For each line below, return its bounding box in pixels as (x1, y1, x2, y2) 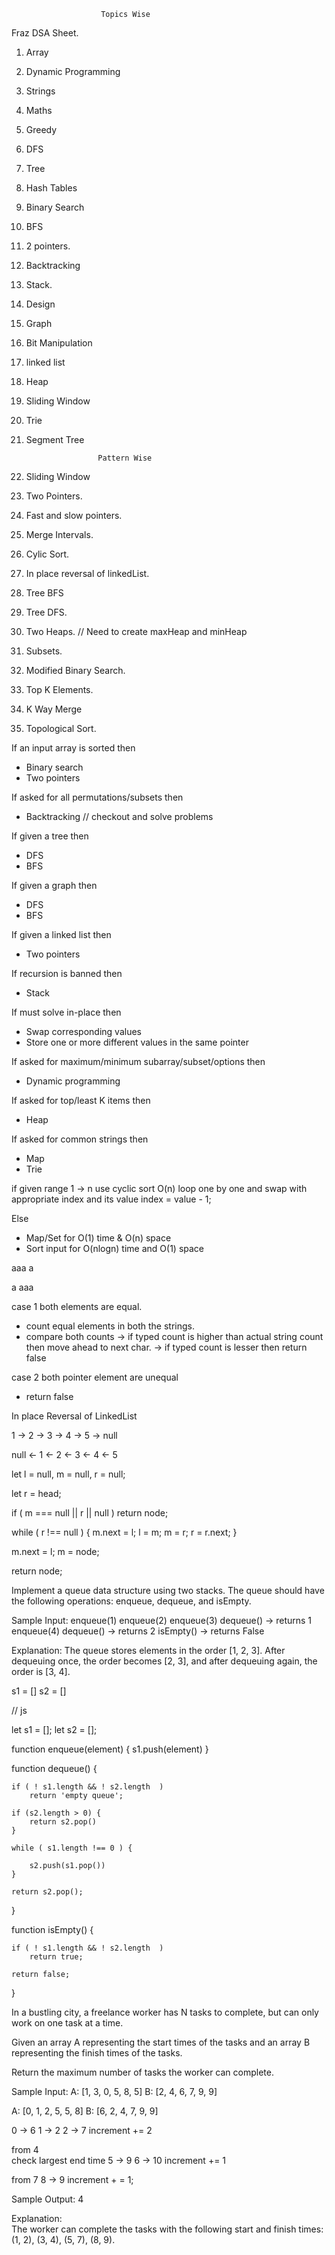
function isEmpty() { (11, 1924, 94, 1935)
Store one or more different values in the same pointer (25, 1036, 249, 1048)
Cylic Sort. (25, 548, 70, 560)
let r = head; (11, 1488, 62, 1499)
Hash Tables (25, 182, 78, 194)
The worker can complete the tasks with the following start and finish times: (11, 2223, 324, 2235)
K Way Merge (25, 703, 83, 715)
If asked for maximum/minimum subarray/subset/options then (11, 1056, 266, 1067)
